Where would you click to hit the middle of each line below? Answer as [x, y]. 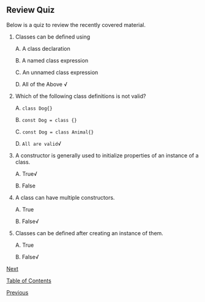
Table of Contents [29, 281]
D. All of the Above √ [41, 84]
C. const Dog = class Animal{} [54, 132]
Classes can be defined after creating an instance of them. [89, 233]
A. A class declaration [43, 48]
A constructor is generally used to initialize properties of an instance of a [107, 155]
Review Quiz [31, 10]
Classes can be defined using [53, 37]
